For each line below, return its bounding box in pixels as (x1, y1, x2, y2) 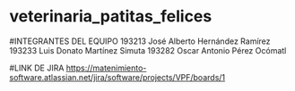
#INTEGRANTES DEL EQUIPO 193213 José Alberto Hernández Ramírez (9, 36, 271, 46)
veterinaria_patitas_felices (9, 6, 213, 27)
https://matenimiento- (65, 62, 147, 73)
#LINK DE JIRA (9, 62, 65, 73)
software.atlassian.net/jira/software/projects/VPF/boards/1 (9, 71, 226, 82)
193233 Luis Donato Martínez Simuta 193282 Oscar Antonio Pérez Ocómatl (9, 45, 287, 55)
